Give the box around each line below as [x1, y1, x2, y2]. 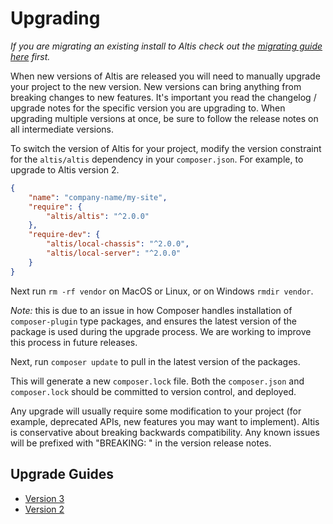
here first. [10, 50, 51, 62]
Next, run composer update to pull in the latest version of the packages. [10, 355, 301, 367]
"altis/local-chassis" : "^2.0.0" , [46, 239, 190, 249]
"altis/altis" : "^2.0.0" [46, 211, 150, 221]
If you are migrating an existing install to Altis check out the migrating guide [10, 40, 323, 52]
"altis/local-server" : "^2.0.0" [46, 248, 182, 259]
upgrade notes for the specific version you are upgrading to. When [10, 102, 286, 114]
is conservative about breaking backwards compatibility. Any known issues [10, 426, 320, 438]
